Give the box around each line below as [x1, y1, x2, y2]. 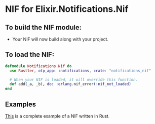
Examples [5, 100, 36, 108]
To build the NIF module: [5, 23, 82, 32]
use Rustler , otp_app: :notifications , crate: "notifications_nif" [9, 68, 152, 73]
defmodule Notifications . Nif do [5, 63, 72, 69]
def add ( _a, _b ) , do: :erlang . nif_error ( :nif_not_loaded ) [9, 82, 132, 87]
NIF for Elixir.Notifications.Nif [5, 3, 128, 15]
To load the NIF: [5, 50, 54, 59]
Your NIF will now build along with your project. [12, 36, 109, 42]
